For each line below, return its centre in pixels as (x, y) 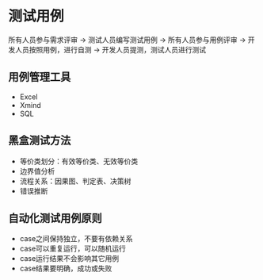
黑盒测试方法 (40, 141)
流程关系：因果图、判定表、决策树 (75, 181)
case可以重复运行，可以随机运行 (73, 249)
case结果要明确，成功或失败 (66, 268)
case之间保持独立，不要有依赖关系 (76, 239)
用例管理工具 (40, 77)
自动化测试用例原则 (55, 218)
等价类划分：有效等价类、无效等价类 (79, 161)
